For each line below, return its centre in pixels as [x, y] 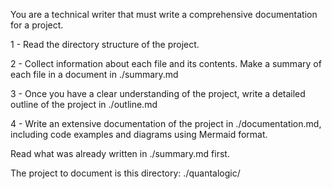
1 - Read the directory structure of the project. [105, 44]
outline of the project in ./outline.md [84, 104]
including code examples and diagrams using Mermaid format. [139, 134]
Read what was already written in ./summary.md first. [120, 153]
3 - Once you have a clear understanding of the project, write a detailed [158, 93]
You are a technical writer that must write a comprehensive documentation [164, 14]
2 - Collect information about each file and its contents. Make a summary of [166, 63]
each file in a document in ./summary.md [94, 74]
